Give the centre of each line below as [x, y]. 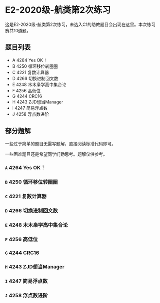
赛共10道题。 [18, 30]
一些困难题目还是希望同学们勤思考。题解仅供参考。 [56, 154]
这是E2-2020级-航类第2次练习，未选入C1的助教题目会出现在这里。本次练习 [80, 24]
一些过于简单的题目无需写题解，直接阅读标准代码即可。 [60, 143]
